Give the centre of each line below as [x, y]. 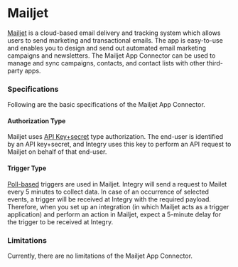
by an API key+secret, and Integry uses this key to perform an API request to [119, 145]
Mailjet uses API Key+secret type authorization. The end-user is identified [115, 137]
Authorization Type [37, 121]
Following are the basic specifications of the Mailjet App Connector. [107, 105]
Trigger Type [27, 168]
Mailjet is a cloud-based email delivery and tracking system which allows [114, 33]
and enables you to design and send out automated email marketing [107, 48]
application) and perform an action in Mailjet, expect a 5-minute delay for [114, 214]
